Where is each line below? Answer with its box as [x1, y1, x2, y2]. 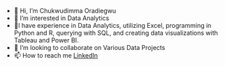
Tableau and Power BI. [13, 36, 79, 44]
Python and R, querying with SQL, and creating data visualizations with [13, 28, 218, 37]
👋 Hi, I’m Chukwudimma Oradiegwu [13, 7, 117, 15]
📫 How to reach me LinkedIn [13, 51, 99, 59]
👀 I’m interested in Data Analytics [13, 14, 110, 22]
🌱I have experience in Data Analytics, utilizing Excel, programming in [13, 22, 212, 29]
